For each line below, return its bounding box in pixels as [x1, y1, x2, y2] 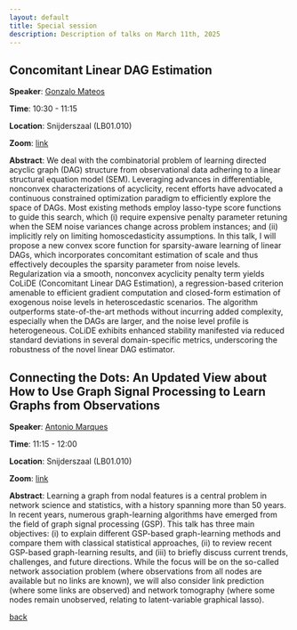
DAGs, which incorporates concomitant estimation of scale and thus [9, 250, 259, 261]
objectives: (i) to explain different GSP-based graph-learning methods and [9, 529, 281, 538]
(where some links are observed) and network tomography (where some [9, 585, 276, 595]
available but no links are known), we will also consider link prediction [9, 576, 265, 586]
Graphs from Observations [9, 398, 160, 413]
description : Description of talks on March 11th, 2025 [9, 29, 221, 38]
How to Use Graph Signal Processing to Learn [9, 384, 267, 399]
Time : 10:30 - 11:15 [9, 103, 78, 114]
